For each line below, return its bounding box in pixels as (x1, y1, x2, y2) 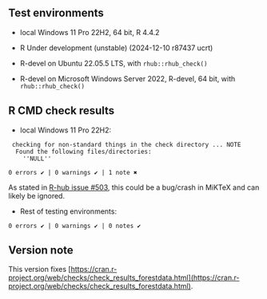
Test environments (8, 6, 104, 20)
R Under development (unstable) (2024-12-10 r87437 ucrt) (19, 43, 213, 53)
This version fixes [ (8, 265, 71, 274)
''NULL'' (22, 155, 52, 163)
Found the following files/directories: (15, 148, 152, 155)
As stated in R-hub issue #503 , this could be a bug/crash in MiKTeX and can (8, 183, 260, 192)
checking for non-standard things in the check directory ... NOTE (11, 140, 241, 148)
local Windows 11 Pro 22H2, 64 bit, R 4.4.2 (19, 27, 160, 37)
